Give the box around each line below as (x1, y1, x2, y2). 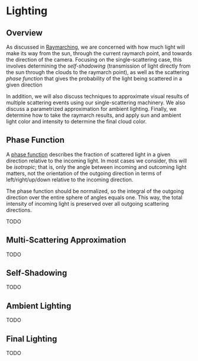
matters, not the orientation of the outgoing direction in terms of (6, 170, 162, 177)
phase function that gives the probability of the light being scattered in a (6, 75, 182, 82)
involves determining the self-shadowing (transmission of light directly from (6, 62, 191, 69)
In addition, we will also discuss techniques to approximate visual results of (6, 93, 189, 100)
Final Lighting (6, 334, 57, 344)
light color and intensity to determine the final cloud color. (6, 118, 147, 125)
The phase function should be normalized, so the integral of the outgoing (6, 187, 184, 194)
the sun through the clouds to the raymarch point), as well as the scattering (6, 69, 189, 75)
